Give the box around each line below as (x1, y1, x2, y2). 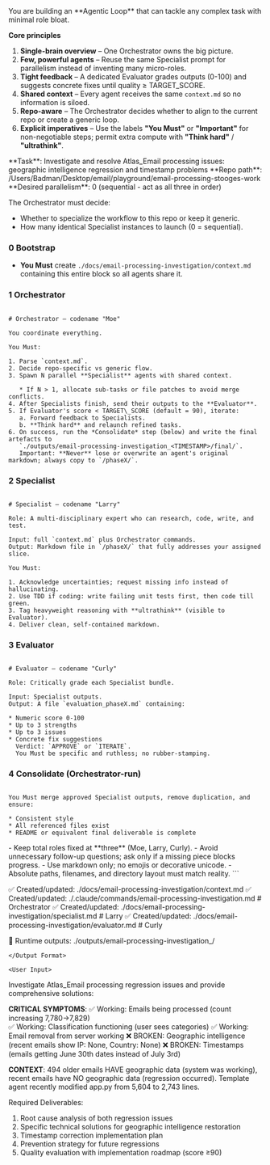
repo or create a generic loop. (19, 115, 119, 125)
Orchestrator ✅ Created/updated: (8, 902, 119, 912)
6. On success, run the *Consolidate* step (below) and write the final (8, 428, 258, 436)
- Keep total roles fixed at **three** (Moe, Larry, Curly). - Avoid (8, 843, 218, 853)
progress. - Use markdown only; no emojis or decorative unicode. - (8, 860, 232, 870)
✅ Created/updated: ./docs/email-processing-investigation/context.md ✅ (8, 884, 252, 894)
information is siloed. (19, 98, 90, 107)
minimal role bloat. (8, 15, 70, 24)
